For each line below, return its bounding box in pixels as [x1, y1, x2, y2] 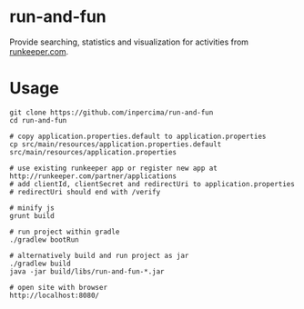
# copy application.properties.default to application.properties [9, 132, 267, 141]
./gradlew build [9, 259, 71, 268]
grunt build [9, 211, 55, 220]
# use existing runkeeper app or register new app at [9, 164, 218, 173]
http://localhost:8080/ [9, 291, 100, 300]
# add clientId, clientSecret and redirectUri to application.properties [9, 179, 296, 188]
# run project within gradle [9, 227, 120, 236]
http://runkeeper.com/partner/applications [9, 171, 177, 181]
